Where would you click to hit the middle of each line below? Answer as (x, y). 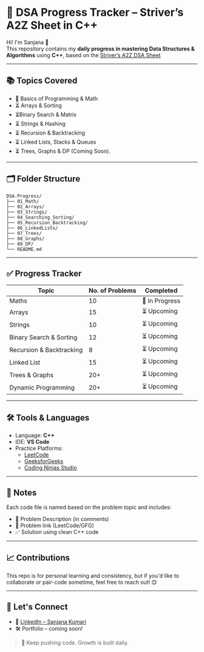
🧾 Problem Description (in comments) (62, 519)
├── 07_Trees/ (24, 233)
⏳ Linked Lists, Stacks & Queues (56, 142)
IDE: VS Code (32, 442)
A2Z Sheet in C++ (52, 25)
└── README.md (24, 249)
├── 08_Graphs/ (25, 239)
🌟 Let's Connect (37, 607)
